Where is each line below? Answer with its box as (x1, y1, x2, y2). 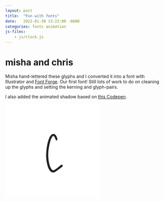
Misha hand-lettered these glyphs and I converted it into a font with (5, 73, 145, 79)
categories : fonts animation (5, 24, 66, 29)
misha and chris (5, 57, 73, 68)
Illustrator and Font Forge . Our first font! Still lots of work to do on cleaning (5, 78, 159, 85)
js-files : (5, 29, 26, 35)
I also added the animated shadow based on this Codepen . (5, 93, 127, 100)
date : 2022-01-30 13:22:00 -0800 (5, 19, 80, 24)
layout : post (5, 8, 33, 13)
